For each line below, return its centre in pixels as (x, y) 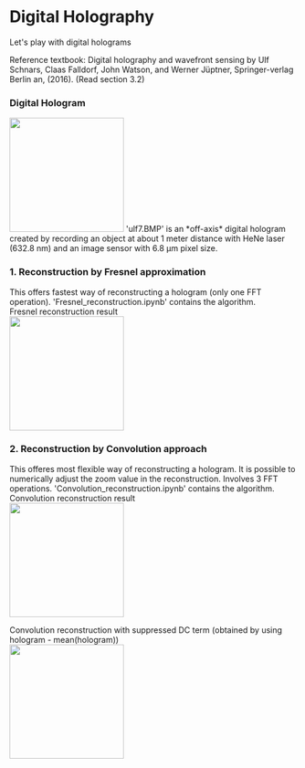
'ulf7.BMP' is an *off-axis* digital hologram (205, 229)
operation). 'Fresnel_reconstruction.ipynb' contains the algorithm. (132, 301)
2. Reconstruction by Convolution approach (108, 449)
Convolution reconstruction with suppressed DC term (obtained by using (146, 630)
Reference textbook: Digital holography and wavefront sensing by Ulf (139, 59)
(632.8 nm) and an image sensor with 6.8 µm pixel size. (114, 248)
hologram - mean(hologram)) (64, 639)
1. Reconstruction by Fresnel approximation (108, 272)
